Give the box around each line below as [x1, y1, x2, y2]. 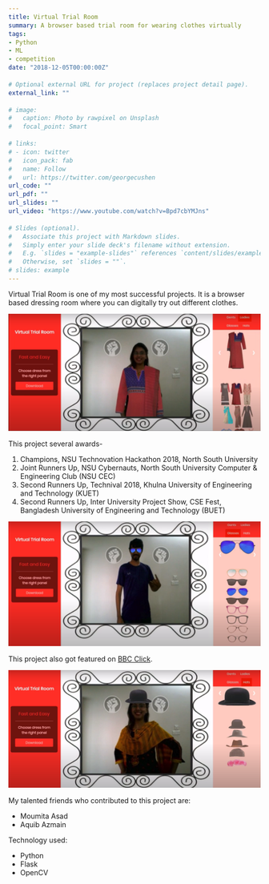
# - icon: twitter [8, 148, 70, 156]
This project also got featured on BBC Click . [8, 654, 153, 664]
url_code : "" [8, 182, 52, 190]
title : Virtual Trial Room [8, 13, 98, 21]
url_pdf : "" [8, 191, 48, 199]
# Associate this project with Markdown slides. [8, 232, 181, 240]
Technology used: [8, 835, 68, 845]
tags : [8, 30, 26, 38]
